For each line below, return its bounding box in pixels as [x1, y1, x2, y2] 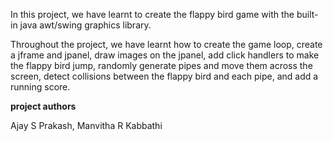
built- [296, 9, 319, 20]
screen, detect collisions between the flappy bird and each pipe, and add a [10, 70, 319, 82]
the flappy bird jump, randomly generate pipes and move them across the [10, 60, 313, 71]
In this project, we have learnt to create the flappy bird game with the [10, 9, 295, 20]
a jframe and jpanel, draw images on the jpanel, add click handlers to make [10, 49, 320, 61]
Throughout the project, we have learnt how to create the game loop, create [10, 39, 323, 50]
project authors [10, 100, 77, 112]
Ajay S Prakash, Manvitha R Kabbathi [10, 120, 163, 131]
